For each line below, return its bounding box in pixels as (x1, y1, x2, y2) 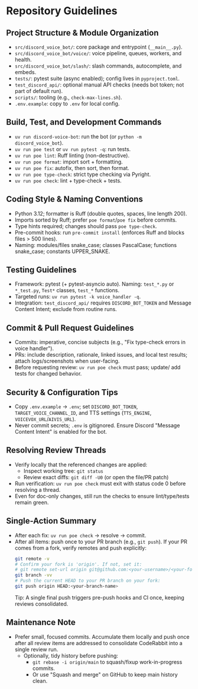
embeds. (14, 69, 37, 75)
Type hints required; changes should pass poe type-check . (14, 222, 157, 229)
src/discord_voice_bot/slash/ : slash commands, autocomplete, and (14, 62, 182, 69)
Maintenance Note (6, 617, 76, 627)
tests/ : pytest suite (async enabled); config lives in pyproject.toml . (14, 75, 180, 82)
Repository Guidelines (6, 4, 118, 18)
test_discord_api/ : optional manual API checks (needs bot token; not (14, 81, 184, 88)
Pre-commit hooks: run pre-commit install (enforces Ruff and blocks (14, 229, 185, 236)
